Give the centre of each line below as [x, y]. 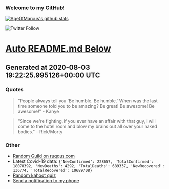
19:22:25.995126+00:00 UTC [53, 75]
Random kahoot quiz [34, 175]
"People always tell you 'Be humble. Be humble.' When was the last [88, 101]
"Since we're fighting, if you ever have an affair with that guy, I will [87, 121]
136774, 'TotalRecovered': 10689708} [52, 171]
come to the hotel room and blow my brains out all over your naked [88, 127]
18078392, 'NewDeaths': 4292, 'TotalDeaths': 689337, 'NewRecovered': [89, 166]
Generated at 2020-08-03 [48, 67]
